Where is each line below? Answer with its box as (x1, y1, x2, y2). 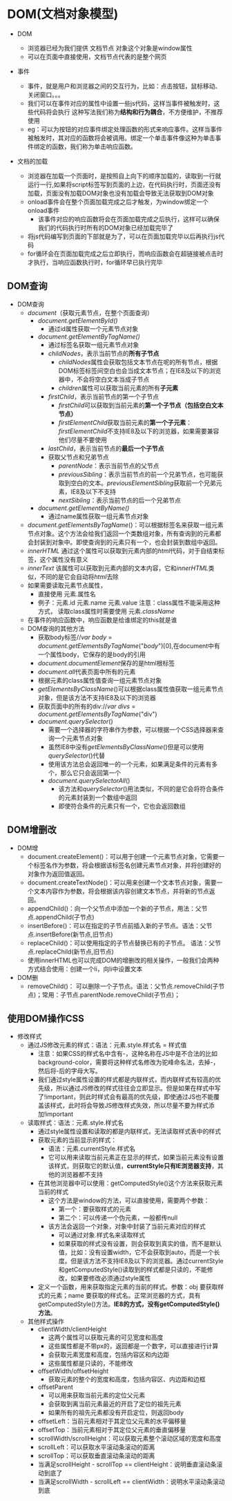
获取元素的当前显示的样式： (37, 1136, 117, 1144)
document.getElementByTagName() (37, 332, 140, 341)
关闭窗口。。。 (27, 91, 64, 99)
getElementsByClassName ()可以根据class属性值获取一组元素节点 (37, 685, 224, 693)
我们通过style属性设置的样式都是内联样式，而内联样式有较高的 (37, 1075, 215, 1084)
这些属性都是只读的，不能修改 (48, 1359, 133, 1368)
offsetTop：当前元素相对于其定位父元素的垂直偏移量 (37, 1426, 186, 1434)
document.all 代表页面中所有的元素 (37, 668, 136, 676)
